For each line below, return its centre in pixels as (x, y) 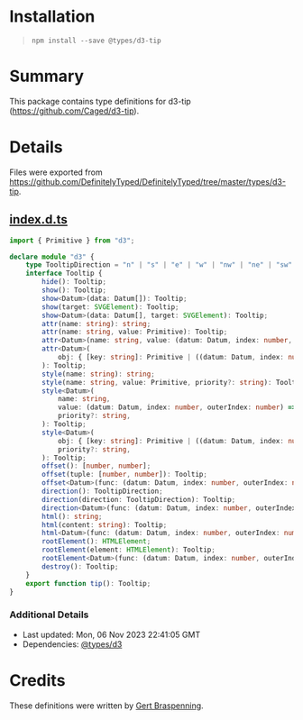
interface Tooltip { (64, 273)
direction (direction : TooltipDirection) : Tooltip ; (139, 499)
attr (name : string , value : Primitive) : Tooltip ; (135, 332)
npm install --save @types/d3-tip (96, 41)
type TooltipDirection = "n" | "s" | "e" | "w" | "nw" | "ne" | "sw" (159, 265)
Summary (46, 76)
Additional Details (49, 615)
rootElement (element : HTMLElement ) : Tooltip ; (129, 550)
